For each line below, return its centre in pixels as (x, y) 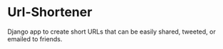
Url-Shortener (50, 12)
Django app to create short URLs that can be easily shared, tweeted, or (111, 31)
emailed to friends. (35, 38)
